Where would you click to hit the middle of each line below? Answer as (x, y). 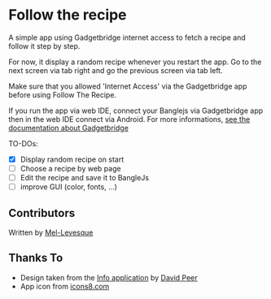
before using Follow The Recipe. (62, 94)
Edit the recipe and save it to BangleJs (84, 178)
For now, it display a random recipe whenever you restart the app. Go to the (135, 62)
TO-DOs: (23, 143)
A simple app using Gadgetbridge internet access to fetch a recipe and (127, 37)
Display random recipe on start (72, 159)
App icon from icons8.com (65, 286)
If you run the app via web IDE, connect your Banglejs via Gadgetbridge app (136, 110)
